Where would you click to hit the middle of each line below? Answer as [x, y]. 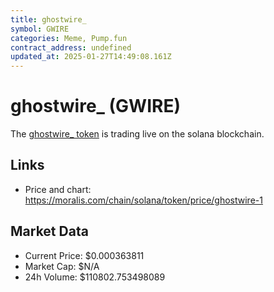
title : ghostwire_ [48, 19]
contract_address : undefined [71, 47]
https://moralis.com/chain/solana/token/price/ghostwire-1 [143, 200]
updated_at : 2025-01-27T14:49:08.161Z [91, 57]
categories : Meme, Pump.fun [69, 38]
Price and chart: [58, 189]
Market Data [49, 231]
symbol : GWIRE [40, 29]
